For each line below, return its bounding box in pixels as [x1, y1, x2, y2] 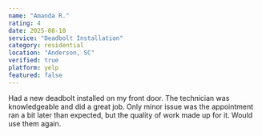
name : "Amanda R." [8, 11, 70, 20]
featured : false [8, 71, 62, 79]
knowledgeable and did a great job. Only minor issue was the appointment [8, 102, 254, 111]
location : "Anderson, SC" [8, 49, 95, 57]
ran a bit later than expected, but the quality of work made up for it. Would [8, 110, 253, 120]
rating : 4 [8, 19, 42, 27]
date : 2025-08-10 [8, 26, 67, 34]
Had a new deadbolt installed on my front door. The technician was [8, 93, 230, 102]
